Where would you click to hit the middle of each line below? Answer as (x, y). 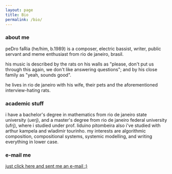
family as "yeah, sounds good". (39, 75)
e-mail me (18, 155)
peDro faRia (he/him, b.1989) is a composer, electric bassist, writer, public (83, 49)
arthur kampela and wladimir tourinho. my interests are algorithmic (76, 130)
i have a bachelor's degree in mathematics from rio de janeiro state (76, 114)
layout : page (19, 10)
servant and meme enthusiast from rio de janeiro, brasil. (65, 54)
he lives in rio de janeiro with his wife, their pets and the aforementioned (82, 84)
